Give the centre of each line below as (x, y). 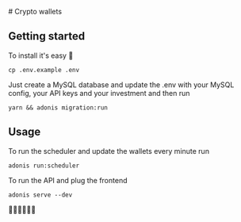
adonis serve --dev (40, 195)
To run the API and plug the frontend (68, 180)
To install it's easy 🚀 (41, 55)
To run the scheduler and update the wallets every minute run (109, 151)
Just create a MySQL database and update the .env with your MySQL (121, 84)
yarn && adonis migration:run (58, 107)
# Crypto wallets (35, 11)
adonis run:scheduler (44, 166)
